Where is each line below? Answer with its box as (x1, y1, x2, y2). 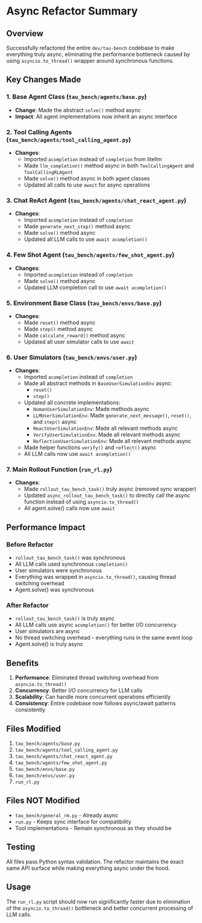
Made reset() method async (24, 319, 96, 326)
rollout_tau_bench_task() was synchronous (14, 554, 125, 561)
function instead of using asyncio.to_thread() (24, 498, 139, 505)
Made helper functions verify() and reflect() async (24, 444, 157, 451)
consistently (14, 706, 46, 714)
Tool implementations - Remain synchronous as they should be (14, 824, 172, 831)
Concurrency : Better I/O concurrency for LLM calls (14, 687, 143, 694)
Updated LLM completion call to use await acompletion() (24, 284, 167, 291)
